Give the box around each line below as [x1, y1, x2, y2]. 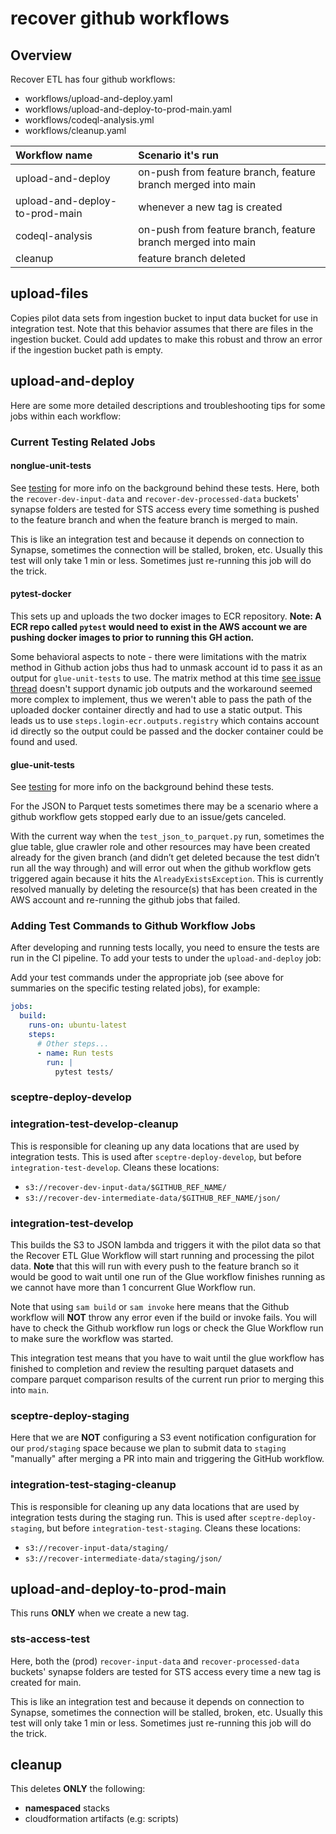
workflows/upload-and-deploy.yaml [24, 93, 173, 104]
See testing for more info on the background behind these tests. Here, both [10, 482, 320, 494]
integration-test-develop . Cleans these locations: [10, 1161, 220, 1173]
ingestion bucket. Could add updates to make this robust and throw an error [10, 333, 323, 345]
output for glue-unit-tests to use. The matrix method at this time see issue [10, 672, 322, 684]
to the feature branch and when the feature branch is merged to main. [10, 513, 298, 526]
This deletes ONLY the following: [10, 1783, 146, 1795]
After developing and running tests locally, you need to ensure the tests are [10, 942, 320, 954]
